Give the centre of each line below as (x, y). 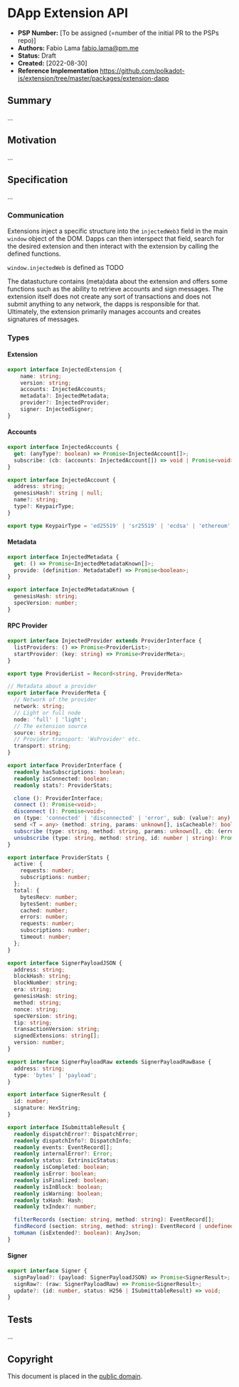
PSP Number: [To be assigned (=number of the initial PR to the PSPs (118, 33)
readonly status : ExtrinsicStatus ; (67, 1160)
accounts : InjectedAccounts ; (63, 390)
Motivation (32, 140)
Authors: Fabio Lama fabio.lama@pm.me (78, 48)
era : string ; (33, 989)
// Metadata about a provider (52, 686)
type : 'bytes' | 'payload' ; (55, 1075)
